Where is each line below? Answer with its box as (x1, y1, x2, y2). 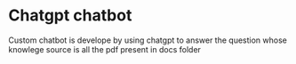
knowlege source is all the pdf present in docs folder (8, 44, 202, 54)
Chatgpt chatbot (8, 5, 132, 26)
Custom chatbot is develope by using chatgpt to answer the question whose (8, 35, 288, 45)
